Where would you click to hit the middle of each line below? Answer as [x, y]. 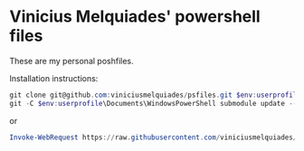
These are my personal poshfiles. [71, 61]
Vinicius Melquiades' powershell [135, 17]
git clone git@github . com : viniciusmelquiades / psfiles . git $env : [133, 95]
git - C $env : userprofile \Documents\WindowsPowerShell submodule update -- [153, 103]
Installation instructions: [54, 78]
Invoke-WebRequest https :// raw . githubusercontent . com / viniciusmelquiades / [153, 137]
